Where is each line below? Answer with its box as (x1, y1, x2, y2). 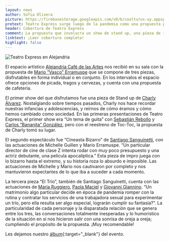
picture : (5, 17, 24, 22)
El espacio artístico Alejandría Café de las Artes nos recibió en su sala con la (5, 63, 163, 69)
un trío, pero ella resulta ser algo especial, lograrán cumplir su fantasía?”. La (5, 200, 162, 206)
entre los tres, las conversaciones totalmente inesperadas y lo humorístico (5, 210, 159, 216)
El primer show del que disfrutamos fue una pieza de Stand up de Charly (5, 95, 156, 101)
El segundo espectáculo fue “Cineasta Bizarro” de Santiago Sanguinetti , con (5, 136, 163, 142)
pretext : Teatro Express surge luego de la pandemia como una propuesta (5, 21, 161, 27)
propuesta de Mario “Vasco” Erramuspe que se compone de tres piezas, (5, 69, 155, 75)
